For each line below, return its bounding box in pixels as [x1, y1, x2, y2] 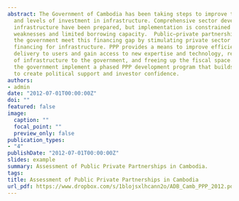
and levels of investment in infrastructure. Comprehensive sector [14, 17, 218, 24]
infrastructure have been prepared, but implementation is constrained [14, 24, 231, 31]
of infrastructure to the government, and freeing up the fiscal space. [14, 57, 234, 64]
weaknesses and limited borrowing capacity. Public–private [14, 30, 199, 38]
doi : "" [7, 97, 31, 104]
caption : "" [14, 116, 50, 123]
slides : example [7, 156, 55, 164]
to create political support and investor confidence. [14, 70, 180, 77]
